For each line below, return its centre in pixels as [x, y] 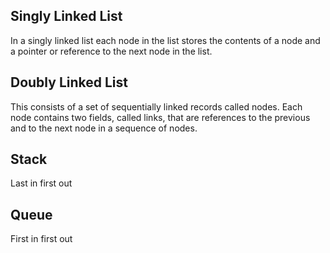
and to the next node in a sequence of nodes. [104, 128]
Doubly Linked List [69, 82]
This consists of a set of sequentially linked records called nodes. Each [156, 106]
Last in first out [41, 183]
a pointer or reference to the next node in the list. [111, 51]
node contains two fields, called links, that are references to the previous [160, 117]
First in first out [41, 239]
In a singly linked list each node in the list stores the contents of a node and [165, 40]
